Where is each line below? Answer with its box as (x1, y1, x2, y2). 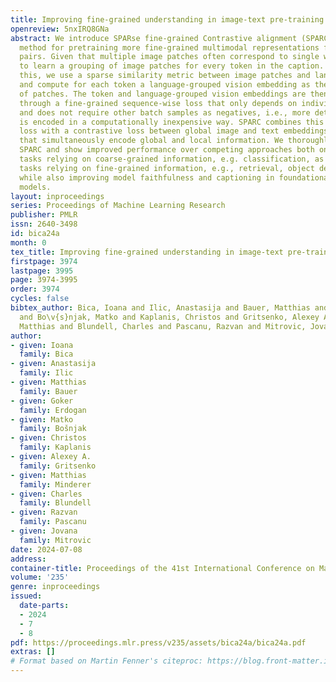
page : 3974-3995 (10, 275, 78, 285)
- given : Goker (10, 396, 74, 406)
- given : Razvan (10, 507, 78, 518)
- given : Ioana (10, 340, 74, 350)
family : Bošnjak (19, 424, 87, 434)
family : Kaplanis (19, 442, 92, 453)
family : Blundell (19, 498, 92, 508)
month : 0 (10, 237, 47, 248)
